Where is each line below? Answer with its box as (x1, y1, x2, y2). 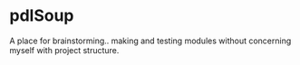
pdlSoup (9, 5, 74, 26)
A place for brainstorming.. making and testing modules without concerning (9, 35, 292, 46)
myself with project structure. (9, 44, 120, 55)
